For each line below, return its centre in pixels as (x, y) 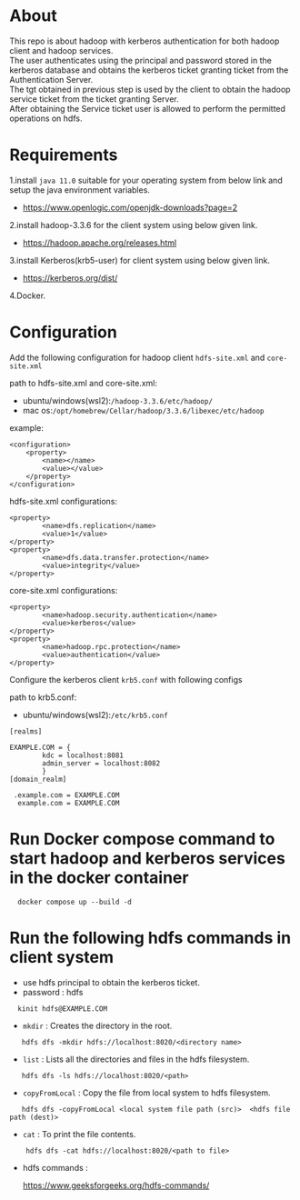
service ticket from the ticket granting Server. (94, 99)
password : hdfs (53, 992)
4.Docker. (28, 295)
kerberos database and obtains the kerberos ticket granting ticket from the (149, 70)
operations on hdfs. (46, 118)
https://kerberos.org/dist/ (70, 277)
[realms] (26, 731)
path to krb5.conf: (43, 697)
